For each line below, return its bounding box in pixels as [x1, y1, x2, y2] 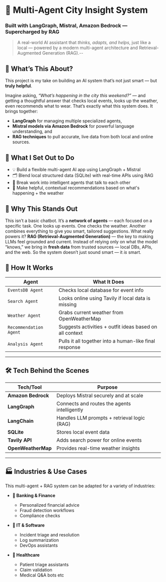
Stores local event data [56, 428, 110, 435]
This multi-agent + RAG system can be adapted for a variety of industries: [5, 483, 156, 489]
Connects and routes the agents [56, 400, 131, 407]
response [58, 344, 81, 350]
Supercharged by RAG [5, 28, 60, 35]
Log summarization [19, 537, 59, 543]
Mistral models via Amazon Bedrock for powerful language [12, 123, 134, 129]
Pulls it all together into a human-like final [58, 337, 156, 344]
